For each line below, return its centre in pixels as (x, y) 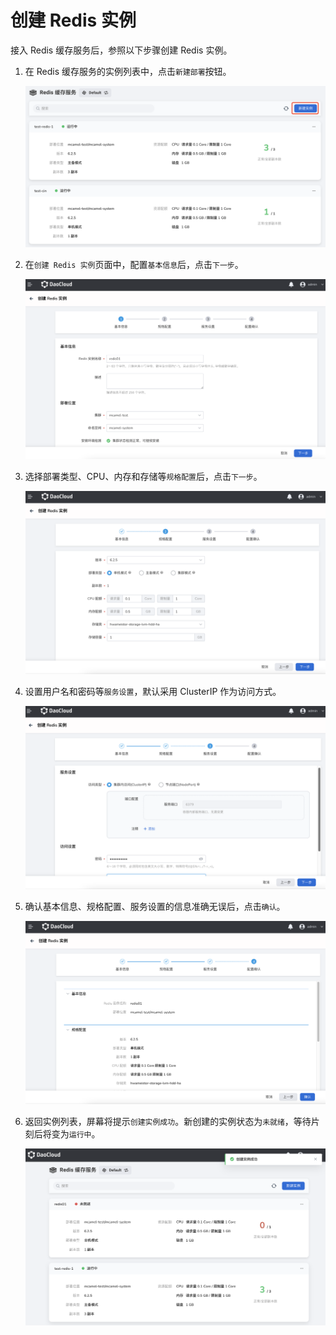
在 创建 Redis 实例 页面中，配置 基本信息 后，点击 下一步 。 (134, 264)
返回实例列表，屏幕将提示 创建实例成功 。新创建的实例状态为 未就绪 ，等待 (168, 1122)
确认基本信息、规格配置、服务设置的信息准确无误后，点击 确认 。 (155, 907)
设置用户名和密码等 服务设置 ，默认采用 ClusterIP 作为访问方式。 (153, 691)
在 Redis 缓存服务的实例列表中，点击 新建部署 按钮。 (128, 71)
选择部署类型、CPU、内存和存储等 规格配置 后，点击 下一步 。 (143, 477)
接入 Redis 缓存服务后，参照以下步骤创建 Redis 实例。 (121, 50)
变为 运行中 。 (76, 1134)
